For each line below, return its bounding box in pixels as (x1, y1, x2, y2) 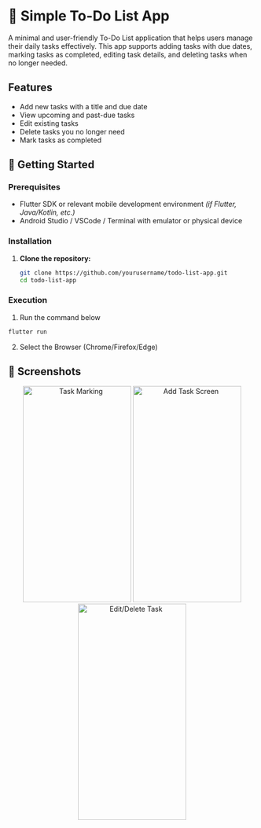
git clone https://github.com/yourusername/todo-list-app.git (19, 269, 228, 277)
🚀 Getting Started (8, 158, 95, 171)
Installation (8, 236, 53, 247)
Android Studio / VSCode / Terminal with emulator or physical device (19, 216, 243, 226)
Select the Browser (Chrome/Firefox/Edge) (19, 342, 159, 351)
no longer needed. (8, 58, 68, 68)
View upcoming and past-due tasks (19, 110, 135, 120)
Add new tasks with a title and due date (19, 101, 148, 111)
